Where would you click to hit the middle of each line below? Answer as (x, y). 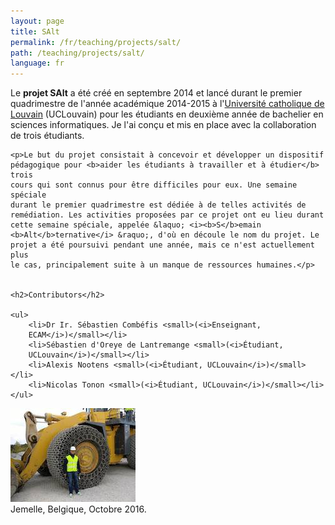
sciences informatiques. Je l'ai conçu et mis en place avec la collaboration (163, 125)
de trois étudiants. (47, 136)
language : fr (37, 63)
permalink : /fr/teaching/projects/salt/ (96, 42)
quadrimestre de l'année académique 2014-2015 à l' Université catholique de (167, 104)
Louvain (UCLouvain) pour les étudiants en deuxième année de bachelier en (167, 114)
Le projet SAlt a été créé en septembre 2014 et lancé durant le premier (156, 93)
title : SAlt (35, 31)
